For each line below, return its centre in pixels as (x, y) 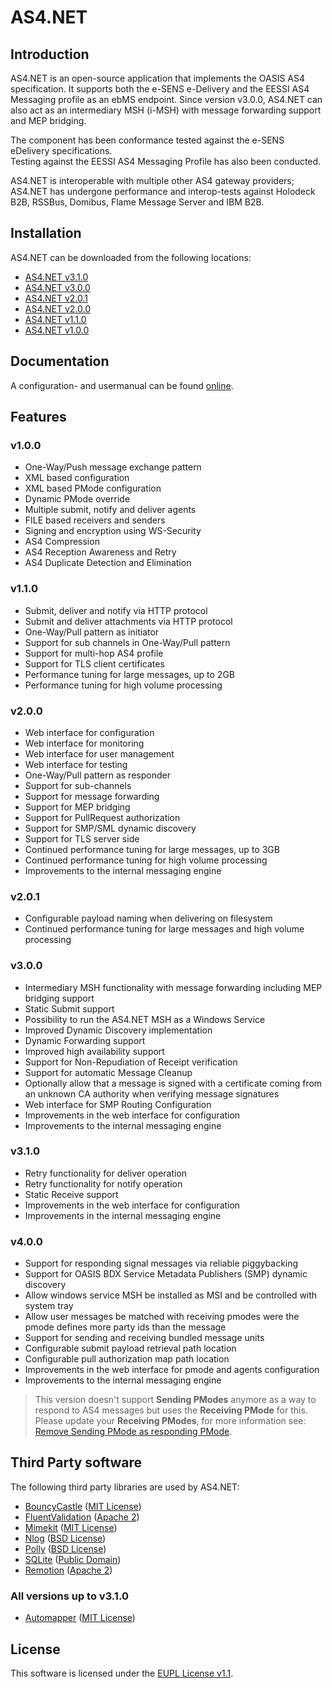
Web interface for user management (99, 753)
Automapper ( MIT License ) (80, 1618)
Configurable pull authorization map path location (127, 1359)
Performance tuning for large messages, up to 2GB (130, 674)
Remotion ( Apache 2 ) (68, 1570)
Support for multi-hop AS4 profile (94, 653)
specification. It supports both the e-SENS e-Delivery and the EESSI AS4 (160, 89)
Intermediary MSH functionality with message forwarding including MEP (173, 987)
